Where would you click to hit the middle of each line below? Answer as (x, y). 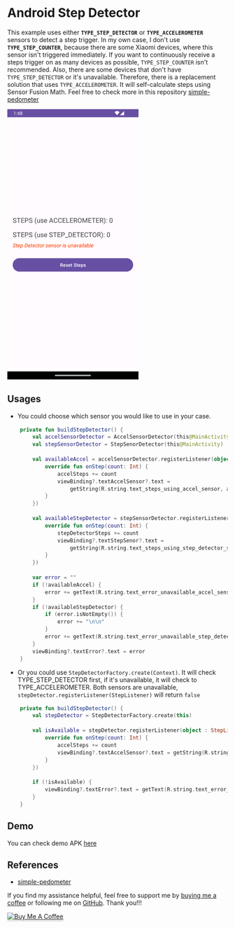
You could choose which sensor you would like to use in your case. (114, 416)
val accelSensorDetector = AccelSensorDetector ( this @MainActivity (131, 437)
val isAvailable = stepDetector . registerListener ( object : (120, 730)
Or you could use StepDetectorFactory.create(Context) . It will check (116, 672)
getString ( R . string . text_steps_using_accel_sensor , (147, 489)
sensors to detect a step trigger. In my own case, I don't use (94, 39)
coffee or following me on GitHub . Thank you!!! (74, 903)
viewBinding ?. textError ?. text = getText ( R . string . (120, 790)
